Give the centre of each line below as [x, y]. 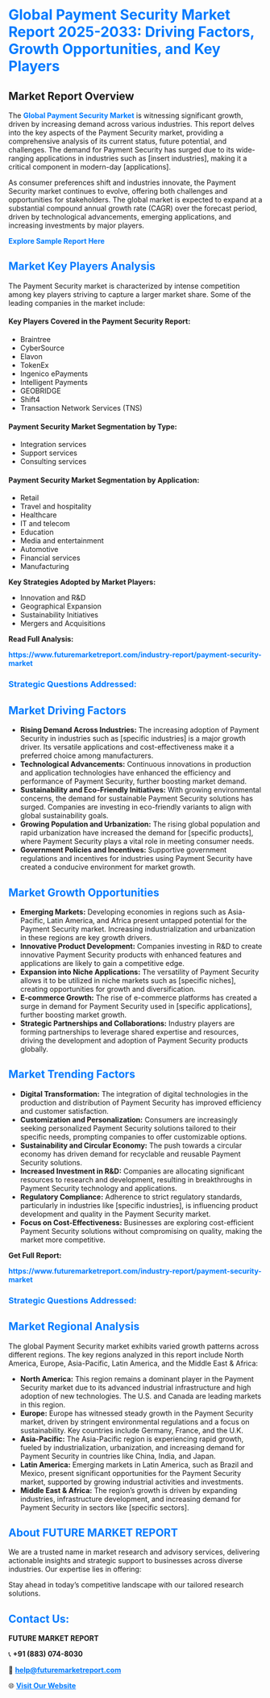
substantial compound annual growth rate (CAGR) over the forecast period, [133, 208]
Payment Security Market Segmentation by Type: [93, 426]
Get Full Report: [35, 1255]
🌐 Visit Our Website [42, 1686]
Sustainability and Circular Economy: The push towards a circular [131, 1145]
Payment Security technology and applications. [98, 1188]
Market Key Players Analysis [82, 267]
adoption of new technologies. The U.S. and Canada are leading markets [141, 1396]
